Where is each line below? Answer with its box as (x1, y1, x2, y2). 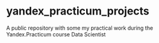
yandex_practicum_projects (6, 4, 149, 18)
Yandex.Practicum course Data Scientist (6, 30, 106, 38)
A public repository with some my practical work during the (6, 24, 154, 31)
